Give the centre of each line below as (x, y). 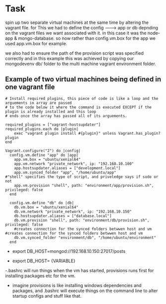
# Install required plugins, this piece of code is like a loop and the (82, 98)
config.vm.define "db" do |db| (42, 203)
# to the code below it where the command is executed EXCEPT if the (79, 107)
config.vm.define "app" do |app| (44, 155)
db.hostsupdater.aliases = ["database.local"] (63, 216)
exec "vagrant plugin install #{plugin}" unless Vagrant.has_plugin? (87, 133)
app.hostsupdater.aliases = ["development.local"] (67, 168)
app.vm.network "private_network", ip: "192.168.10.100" (74, 164)
